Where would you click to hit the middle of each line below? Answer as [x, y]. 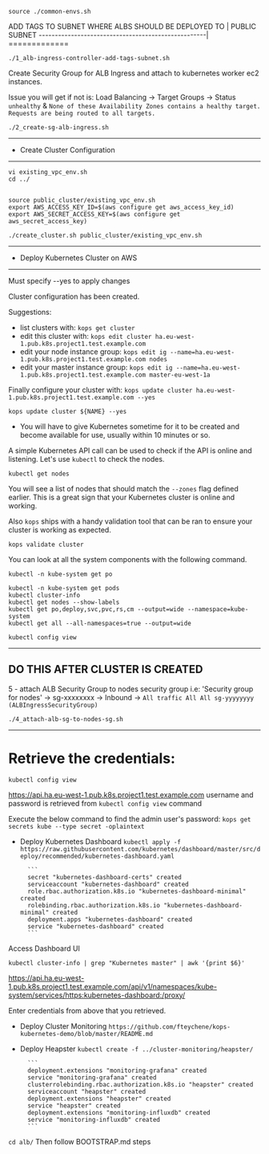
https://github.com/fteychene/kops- [169, 1027]
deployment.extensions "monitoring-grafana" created [117, 1070]
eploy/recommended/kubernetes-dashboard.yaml [97, 856]
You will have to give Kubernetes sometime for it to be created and [130, 426]
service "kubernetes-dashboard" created [96, 926]
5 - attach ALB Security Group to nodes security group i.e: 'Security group [131, 689]
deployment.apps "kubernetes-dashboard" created [110, 920]
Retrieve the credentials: [92, 758]
